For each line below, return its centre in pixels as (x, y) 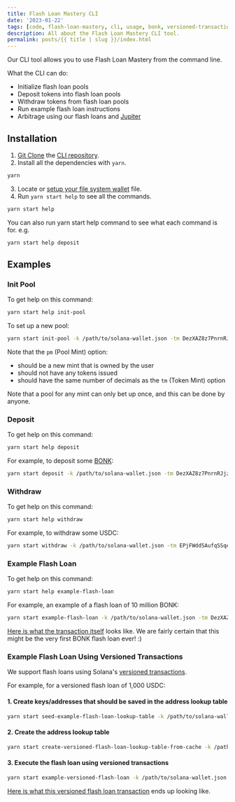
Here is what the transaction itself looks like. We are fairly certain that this (113, 631)
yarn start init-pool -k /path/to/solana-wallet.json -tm (93, 339)
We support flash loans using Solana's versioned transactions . (97, 672)
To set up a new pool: (38, 326)
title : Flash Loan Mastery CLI (53, 14)
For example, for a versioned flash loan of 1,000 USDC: (86, 685)
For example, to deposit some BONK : (60, 461)
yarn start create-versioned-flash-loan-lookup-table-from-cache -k (109, 747)
